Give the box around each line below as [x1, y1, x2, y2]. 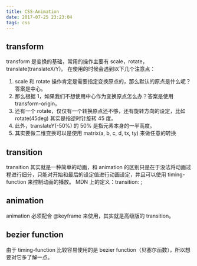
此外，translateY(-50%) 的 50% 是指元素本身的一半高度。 [14, 122, 155, 129]
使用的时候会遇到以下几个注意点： [73, 66, 156, 73]
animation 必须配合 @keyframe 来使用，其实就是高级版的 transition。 [6, 212, 175, 219]
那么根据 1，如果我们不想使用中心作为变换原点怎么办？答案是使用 [14, 93, 174, 100]
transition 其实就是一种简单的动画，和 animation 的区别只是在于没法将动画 [6, 164, 186, 170]
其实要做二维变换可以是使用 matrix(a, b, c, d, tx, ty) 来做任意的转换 [14, 129, 176, 137]
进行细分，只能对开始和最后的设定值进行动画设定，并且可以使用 [11, 171, 166, 178]
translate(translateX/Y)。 [6, 66, 67, 73]
